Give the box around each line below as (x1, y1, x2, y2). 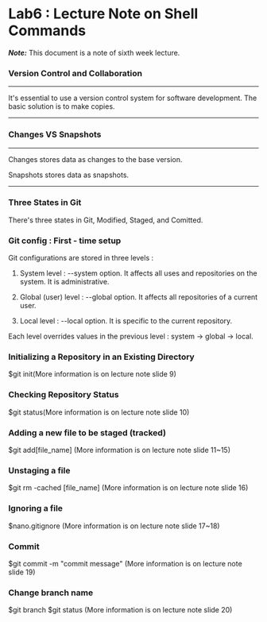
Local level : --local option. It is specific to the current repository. (19, 316, 233, 326)
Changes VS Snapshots (8, 129, 102, 140)
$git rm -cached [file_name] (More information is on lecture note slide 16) (8, 483, 249, 493)
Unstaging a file (8, 465, 71, 476)
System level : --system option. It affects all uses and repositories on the (19, 269, 257, 278)
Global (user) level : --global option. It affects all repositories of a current (19, 292, 258, 302)
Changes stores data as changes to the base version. (8, 154, 183, 164)
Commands (8, 21, 87, 40)
